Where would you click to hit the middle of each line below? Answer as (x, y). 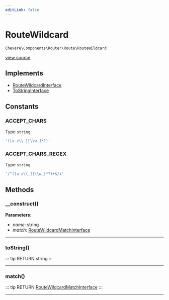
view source (18, 57)
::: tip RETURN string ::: (29, 259)
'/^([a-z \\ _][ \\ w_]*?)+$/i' (35, 174)
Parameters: (18, 215)
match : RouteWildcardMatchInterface (51, 230)
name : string (26, 225)
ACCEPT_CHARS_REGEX (36, 154)
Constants (22, 106)
